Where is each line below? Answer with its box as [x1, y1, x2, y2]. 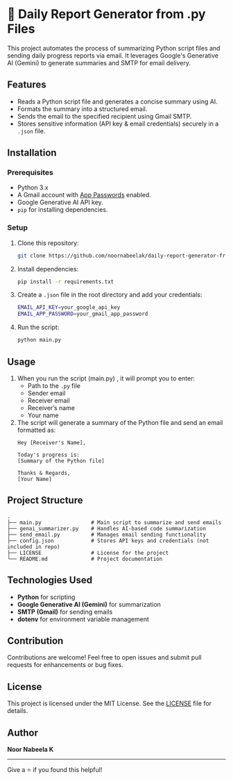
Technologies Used [7, 574, 92, 586]
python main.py [17, 337, 62, 344]
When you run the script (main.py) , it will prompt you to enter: [17, 374, 196, 383]
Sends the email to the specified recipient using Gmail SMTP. [17, 112, 192, 120]
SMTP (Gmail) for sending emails [17, 607, 113, 616]
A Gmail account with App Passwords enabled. [17, 191, 151, 199]
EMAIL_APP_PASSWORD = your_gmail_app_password [17, 310, 148, 318]
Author [7, 727, 38, 739]
